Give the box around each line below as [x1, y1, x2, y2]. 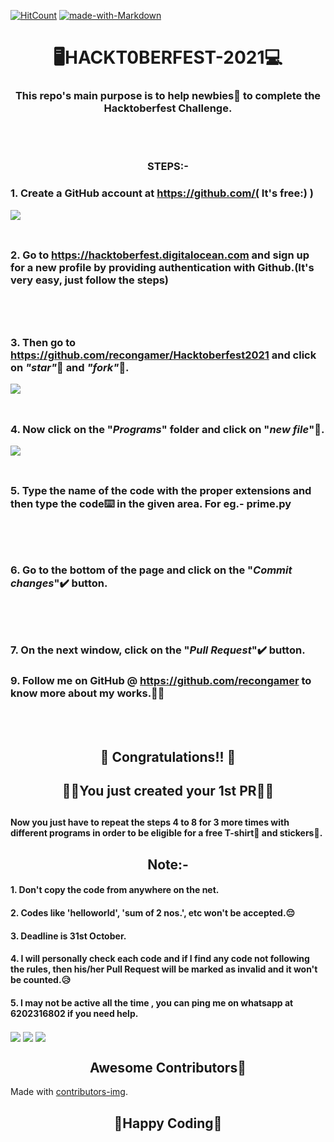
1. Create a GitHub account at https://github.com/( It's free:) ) [10, 186, 314, 200]
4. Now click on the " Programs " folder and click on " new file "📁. [10, 422, 325, 436]
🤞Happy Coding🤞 [113, 1115, 223, 1132]
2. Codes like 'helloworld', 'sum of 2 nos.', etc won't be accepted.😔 [10, 906, 296, 919]
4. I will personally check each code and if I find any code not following [10, 953, 310, 965]
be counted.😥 [10, 974, 72, 986]
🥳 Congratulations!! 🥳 [99, 748, 237, 765]
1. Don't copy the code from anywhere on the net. [10, 884, 220, 896]
